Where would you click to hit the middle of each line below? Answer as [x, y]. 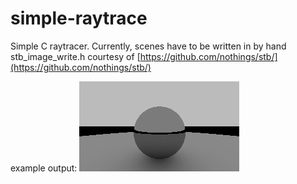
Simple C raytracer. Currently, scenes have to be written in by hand [148, 46]
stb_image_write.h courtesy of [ [75, 56]
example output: [44, 168]
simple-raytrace [79, 18]
